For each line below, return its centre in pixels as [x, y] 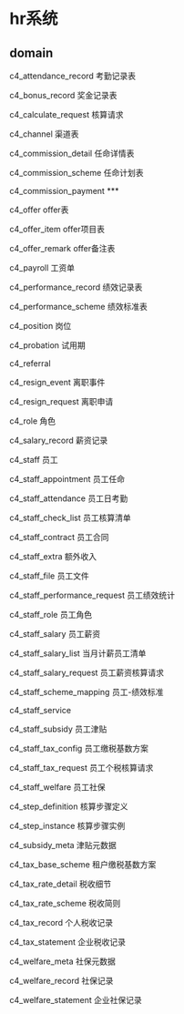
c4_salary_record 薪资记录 [59, 440]
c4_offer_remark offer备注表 [62, 248]
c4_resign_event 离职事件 [57, 382]
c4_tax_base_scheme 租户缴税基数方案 [83, 865]
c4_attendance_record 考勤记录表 [73, 76]
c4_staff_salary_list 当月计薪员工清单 [78, 653]
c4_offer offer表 [39, 210]
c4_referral [31, 364]
